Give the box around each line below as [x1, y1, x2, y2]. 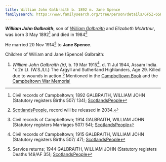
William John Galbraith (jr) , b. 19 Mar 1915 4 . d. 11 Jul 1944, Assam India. [12, 61, 158, 67]
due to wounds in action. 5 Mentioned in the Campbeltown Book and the [12, 72, 158, 79]
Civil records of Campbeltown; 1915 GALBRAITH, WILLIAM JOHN [12, 131, 144, 137]
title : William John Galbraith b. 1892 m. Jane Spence [5, 7, 121, 12]
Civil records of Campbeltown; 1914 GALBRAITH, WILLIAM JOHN [12, 117, 145, 123]
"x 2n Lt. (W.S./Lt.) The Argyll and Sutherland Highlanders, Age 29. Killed [12, 67, 161, 73]
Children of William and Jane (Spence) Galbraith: [5, 51, 105, 57]
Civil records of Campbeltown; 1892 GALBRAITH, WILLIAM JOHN [12, 92, 146, 98]
